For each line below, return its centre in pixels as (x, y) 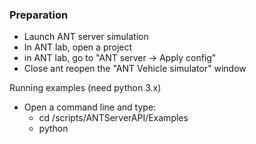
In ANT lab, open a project (78, 47)
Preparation (39, 15)
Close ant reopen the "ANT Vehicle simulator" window (135, 69)
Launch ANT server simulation (86, 37)
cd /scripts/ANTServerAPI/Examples (113, 118)
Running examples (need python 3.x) (85, 88)
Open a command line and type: (90, 107)
